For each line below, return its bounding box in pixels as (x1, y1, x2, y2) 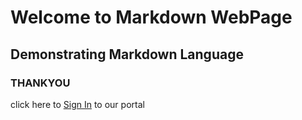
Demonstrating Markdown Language (10, 46, 244, 63)
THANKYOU (10, 76, 71, 90)
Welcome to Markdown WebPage (10, 6, 293, 29)
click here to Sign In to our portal (10, 98, 145, 110)
